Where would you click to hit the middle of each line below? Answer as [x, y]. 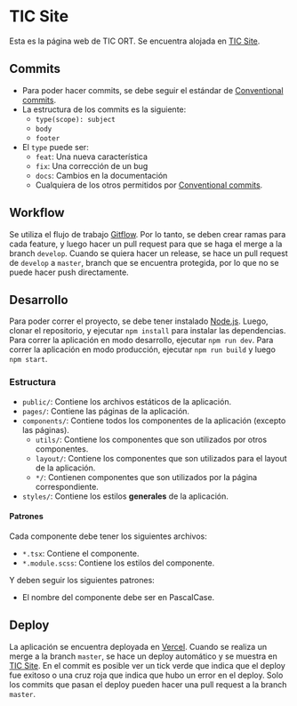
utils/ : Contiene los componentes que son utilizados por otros [151, 439]
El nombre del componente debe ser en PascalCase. [118, 597]
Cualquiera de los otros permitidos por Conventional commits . [149, 185]
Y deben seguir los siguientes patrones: [82, 580]
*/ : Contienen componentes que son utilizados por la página [146, 477]
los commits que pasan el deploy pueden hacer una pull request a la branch [148, 684]
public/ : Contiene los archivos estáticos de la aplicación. [127, 401]
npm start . [28, 359]
